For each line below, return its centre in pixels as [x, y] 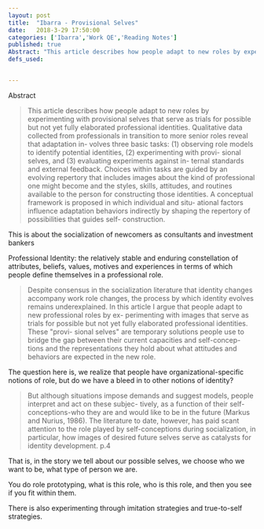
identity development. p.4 [69, 446]
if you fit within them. [42, 493]
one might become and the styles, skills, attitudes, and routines [130, 186]
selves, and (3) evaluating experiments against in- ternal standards [136, 160]
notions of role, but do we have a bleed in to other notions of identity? [121, 380]
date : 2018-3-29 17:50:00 [54, 30]
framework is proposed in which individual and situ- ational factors [135, 202]
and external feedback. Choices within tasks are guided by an [127, 169]
